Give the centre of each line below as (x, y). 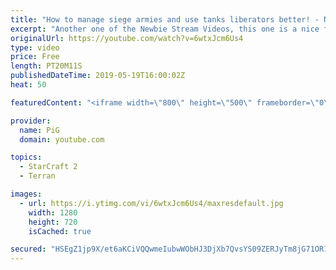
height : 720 (53, 222)
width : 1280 (53, 212)
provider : (31, 121)
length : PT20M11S (46, 66)
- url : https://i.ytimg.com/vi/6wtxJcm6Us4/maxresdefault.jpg (151, 203)
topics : (26, 157)
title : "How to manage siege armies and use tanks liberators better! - (165, 19)
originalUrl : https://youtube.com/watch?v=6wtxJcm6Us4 (127, 38)
